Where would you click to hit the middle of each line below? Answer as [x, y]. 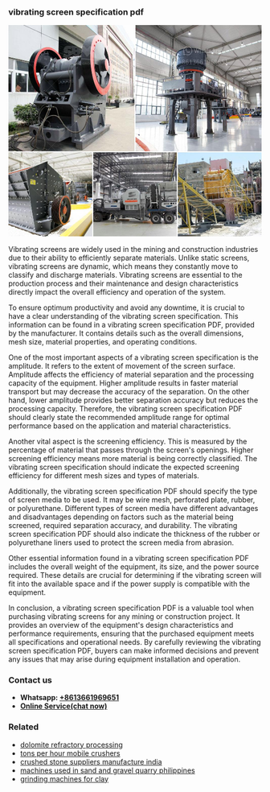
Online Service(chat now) [63, 706]
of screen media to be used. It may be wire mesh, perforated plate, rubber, [132, 499]
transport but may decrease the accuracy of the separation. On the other [129, 391]
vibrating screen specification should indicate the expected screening [124, 467]
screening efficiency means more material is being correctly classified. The [133, 458]
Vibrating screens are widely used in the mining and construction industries [133, 249]
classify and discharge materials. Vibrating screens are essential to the [125, 274]
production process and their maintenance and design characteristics [123, 283]
